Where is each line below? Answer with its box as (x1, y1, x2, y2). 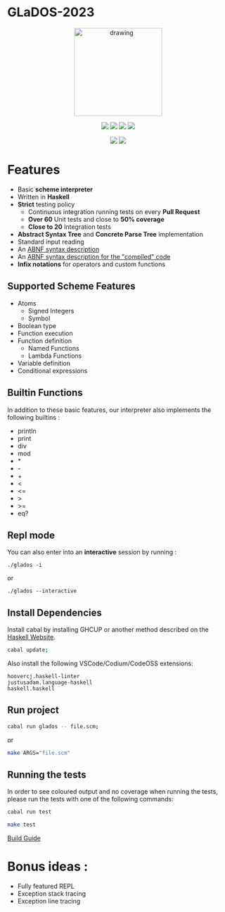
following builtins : (7, 413, 60, 421)
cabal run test (7, 808, 52, 816)
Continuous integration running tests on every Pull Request (27, 207, 200, 215)
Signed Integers (27, 306, 75, 315)
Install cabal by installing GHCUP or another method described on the (7, 625, 209, 634)
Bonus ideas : (7, 858, 88, 875)
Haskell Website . (7, 633, 56, 642)
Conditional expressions (17, 366, 88, 375)
